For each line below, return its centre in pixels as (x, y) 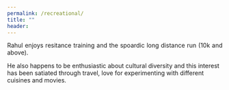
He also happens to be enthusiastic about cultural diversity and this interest (113, 66)
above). (18, 52)
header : (18, 26)
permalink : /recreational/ (45, 13)
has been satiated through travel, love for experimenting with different (106, 73)
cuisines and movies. (37, 80)
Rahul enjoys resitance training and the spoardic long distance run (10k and (115, 46)
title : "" (21, 20)
